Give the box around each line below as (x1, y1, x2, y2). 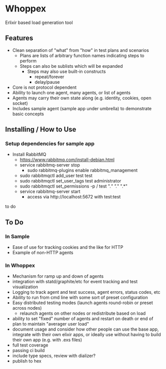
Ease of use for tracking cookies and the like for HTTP (12, 244, 123, 250)
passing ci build (12, 348, 45, 354)
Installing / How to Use (5, 125, 77, 134)
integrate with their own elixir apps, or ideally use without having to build (12, 332, 161, 338)
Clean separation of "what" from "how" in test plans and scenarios (12, 47, 149, 53)
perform (19, 58, 37, 64)
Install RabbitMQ (12, 152, 46, 158)
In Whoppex (5, 262, 35, 269)
